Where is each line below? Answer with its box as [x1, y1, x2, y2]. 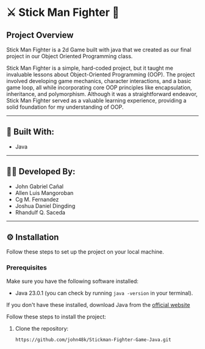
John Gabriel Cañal [15, 183, 64, 190]
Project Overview [6, 30, 74, 40]
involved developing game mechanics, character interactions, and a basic [6, 78, 192, 84]
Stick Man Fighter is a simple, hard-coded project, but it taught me [6, 64, 174, 72]
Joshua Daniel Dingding [15, 202, 76, 210]
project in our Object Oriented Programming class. [6, 53, 133, 60]
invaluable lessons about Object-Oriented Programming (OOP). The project [6, 71, 195, 78]
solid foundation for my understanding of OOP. [6, 103, 124, 111]
